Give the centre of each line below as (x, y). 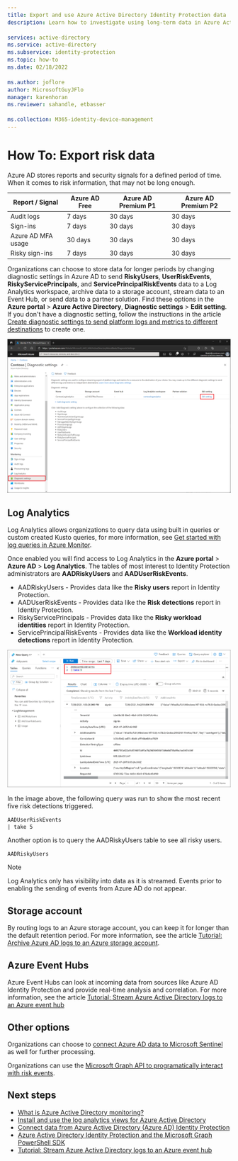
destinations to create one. (46, 329)
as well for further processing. (51, 1051)
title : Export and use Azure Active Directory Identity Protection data (117, 15)
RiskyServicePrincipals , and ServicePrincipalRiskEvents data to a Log (112, 284)
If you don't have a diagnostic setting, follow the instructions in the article (114, 314)
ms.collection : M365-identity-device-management (80, 120)
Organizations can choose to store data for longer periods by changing (111, 268)
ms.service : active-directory (52, 45)
